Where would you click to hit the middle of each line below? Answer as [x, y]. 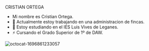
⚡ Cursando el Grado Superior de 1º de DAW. [58, 32]
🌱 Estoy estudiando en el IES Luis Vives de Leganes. [65, 27]
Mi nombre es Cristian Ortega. [43, 16]
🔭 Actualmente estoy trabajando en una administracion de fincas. [78, 22]
